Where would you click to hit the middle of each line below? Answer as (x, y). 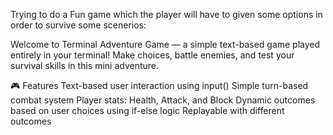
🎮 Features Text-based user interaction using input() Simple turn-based (159, 85)
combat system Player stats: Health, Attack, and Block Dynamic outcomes (163, 100)
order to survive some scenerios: (78, 25)
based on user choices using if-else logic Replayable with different (147, 110)
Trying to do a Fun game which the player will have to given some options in (166, 14)
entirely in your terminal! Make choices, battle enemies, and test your (152, 55)
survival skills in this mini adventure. (85, 65)
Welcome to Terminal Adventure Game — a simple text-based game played (165, 44)
